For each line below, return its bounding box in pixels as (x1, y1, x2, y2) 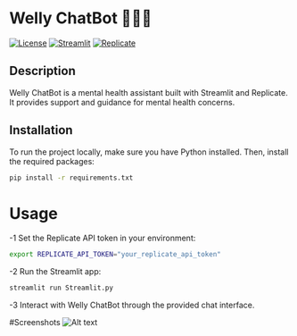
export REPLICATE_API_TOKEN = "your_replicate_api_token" (9, 250, 221, 259)
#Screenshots (9, 317, 61, 328)
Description (9, 63, 76, 79)
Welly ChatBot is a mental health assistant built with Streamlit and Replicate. (9, 87, 288, 97)
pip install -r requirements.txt (9, 173, 134, 182)
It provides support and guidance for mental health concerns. (9, 97, 235, 107)
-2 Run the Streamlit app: (9, 266, 102, 277)
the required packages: (9, 155, 95, 166)
